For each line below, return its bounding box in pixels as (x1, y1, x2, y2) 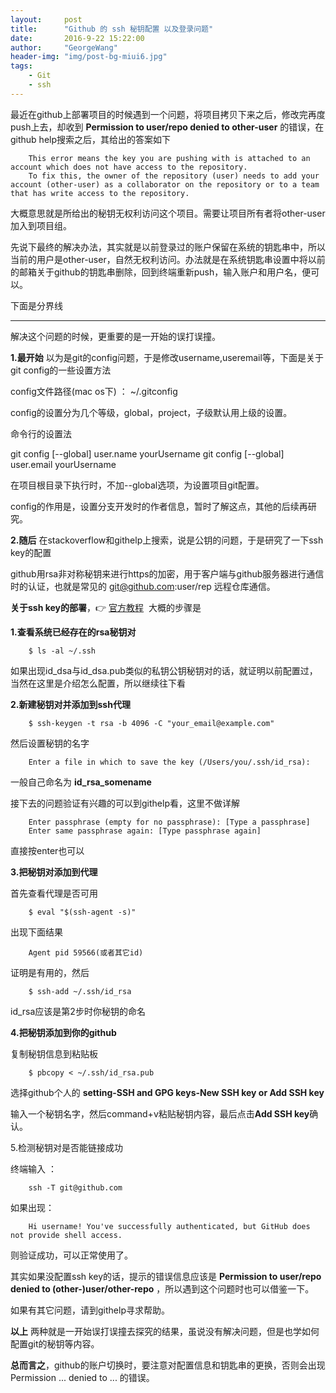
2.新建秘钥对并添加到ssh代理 (10, 698, 131, 710)
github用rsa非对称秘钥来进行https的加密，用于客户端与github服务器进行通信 (10, 567, 325, 580)
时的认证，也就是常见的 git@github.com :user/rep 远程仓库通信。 (10, 580, 276, 592)
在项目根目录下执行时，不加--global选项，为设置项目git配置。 (10, 479, 265, 491)
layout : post (10, 14, 83, 25)
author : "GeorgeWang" (10, 42, 118, 53)
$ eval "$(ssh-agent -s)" (28, 907, 137, 917)
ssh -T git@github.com (28, 1182, 123, 1193)
